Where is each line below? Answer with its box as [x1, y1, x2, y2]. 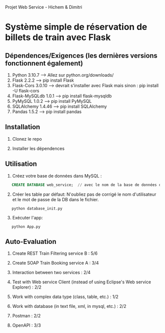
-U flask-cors [12, 88, 39, 93]
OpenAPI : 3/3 [12, 322, 41, 329]
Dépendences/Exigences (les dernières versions [5, 51, 158, 60]
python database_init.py [11, 206, 63, 211]
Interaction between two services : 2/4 [12, 270, 91, 275]
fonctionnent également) [5, 59, 83, 67]
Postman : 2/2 [12, 313, 41, 319]
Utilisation [5, 160, 37, 168]
